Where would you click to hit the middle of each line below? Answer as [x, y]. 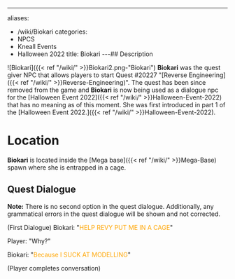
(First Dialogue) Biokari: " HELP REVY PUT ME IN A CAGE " [90, 227]
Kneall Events [37, 47]
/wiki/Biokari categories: [52, 32]
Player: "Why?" [29, 241]
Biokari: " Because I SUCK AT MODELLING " [69, 254]
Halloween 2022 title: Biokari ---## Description [85, 54]
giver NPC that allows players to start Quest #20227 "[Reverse [97, 75]
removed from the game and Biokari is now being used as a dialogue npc [113, 90]
